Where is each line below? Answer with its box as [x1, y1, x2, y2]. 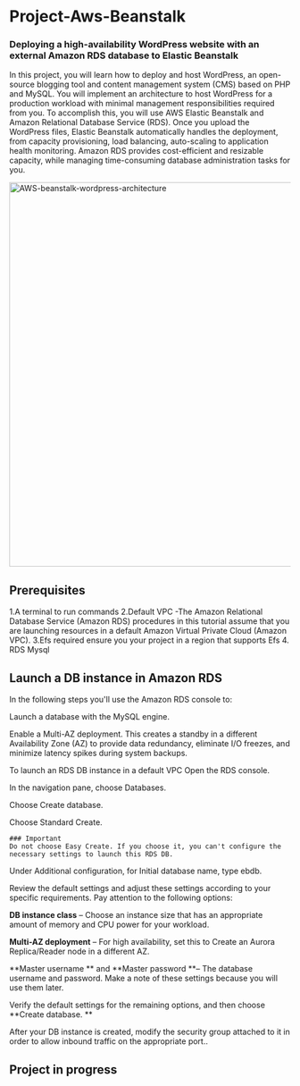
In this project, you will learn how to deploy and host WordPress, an [9, 70, 257, 80]
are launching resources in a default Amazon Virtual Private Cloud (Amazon [9, 626, 287, 636]
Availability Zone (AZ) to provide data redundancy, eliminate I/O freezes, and [9, 738, 290, 749]
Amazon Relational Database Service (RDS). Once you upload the [9, 117, 250, 128]
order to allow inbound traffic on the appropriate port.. [9, 1036, 208, 1047]
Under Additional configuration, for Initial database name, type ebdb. [9, 865, 262, 877]
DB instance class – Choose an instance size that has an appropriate [9, 910, 263, 921]
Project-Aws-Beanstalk [9, 6, 186, 27]
